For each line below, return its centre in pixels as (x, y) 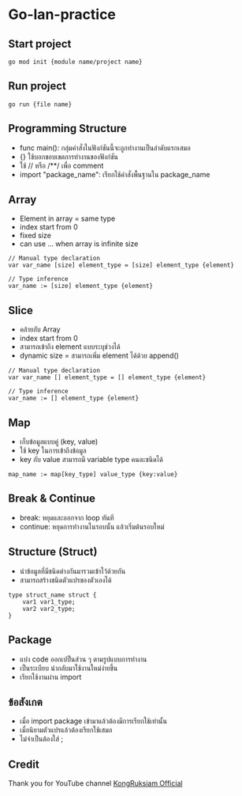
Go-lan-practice (62, 15)
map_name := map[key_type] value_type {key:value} (93, 475)
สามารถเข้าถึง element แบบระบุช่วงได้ (70, 347)
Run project (37, 86)
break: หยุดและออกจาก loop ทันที (67, 517)
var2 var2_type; (49, 608)
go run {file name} (40, 104)
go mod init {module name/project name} (76, 62)
